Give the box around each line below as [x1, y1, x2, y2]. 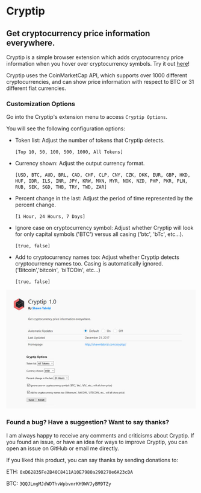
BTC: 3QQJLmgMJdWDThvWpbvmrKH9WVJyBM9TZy [6, 480, 111, 487]
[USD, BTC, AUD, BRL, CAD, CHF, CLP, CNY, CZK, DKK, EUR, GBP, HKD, [14, 172, 191, 179]
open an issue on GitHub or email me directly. [6, 445, 119, 452]
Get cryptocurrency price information [6, 28, 150, 39]
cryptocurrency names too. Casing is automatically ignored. [14, 260, 164, 267]
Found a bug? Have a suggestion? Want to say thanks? [6, 418, 170, 427]
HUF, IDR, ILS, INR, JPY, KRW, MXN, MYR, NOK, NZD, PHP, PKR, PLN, [14, 178, 188, 185]
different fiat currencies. [6, 84, 66, 92]
